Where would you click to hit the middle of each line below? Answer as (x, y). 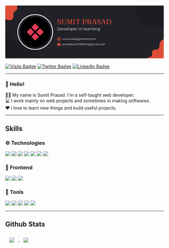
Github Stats (25, 224)
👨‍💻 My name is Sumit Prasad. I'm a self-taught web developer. (70, 95)
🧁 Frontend (19, 168)
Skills (14, 129)
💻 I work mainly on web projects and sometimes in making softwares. (78, 101)
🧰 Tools (14, 192)
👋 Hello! (15, 84)
